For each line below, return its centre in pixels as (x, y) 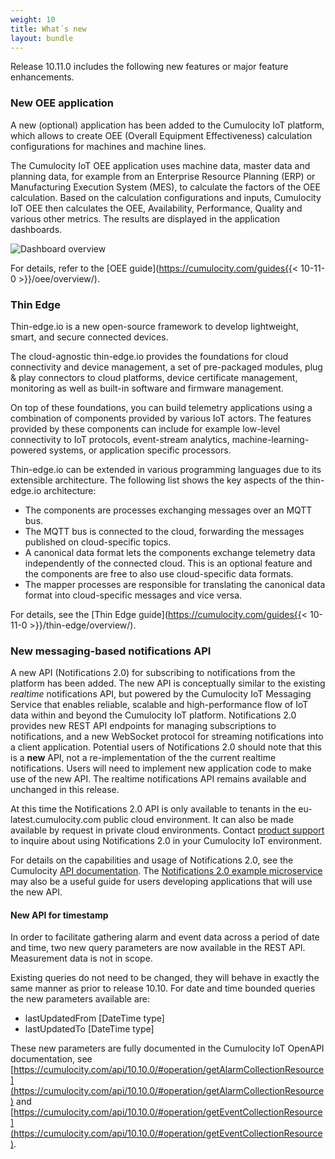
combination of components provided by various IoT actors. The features (161, 418)
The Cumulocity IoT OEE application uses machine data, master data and (160, 165)
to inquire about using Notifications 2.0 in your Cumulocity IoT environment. (166, 841)
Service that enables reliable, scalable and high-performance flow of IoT (159, 705)
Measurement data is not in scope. (81, 958)
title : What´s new (48, 29)
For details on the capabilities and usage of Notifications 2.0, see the (152, 860)
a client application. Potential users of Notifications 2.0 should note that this (166, 747)
